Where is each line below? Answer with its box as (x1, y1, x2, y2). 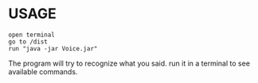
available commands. (8, 66, 78, 76)
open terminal (8, 31, 56, 39)
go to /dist (8, 37, 48, 46)
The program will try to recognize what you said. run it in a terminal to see (8, 58, 251, 68)
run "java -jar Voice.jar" (8, 44, 98, 52)
